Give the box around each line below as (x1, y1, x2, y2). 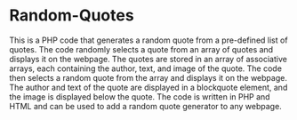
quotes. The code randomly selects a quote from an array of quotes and (9, 44, 274, 54)
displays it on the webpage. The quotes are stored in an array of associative (9, 53, 287, 64)
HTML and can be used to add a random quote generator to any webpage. (9, 100, 282, 111)
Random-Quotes (9, 5, 135, 26)
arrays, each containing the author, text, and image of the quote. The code (9, 63, 283, 74)
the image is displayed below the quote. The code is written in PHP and (9, 91, 270, 102)
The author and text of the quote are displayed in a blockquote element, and (9, 82, 288, 92)
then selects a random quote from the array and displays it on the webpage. (9, 72, 287, 83)
